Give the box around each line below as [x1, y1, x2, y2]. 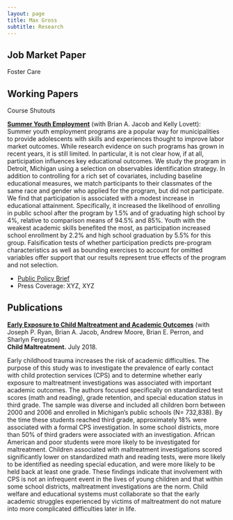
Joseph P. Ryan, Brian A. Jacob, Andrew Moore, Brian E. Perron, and [7, 327, 204, 336]
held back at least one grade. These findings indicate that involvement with [7, 467, 223, 475]
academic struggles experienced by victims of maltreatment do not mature [7, 497, 221, 505]
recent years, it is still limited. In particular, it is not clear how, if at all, [7, 149, 204, 158]
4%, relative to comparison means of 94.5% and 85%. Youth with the [7, 216, 207, 224]
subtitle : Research [7, 23, 64, 30]
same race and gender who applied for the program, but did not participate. [7, 186, 224, 195]
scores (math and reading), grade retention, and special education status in [7, 393, 223, 401]
